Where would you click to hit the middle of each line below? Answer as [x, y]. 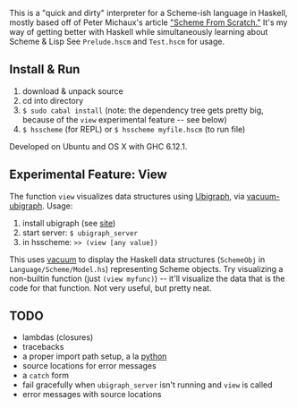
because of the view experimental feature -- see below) [125, 119]
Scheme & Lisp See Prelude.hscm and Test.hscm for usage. [117, 41]
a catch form [46, 376]
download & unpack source [72, 91]
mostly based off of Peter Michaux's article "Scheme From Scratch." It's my [148, 22]
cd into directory [53, 100]
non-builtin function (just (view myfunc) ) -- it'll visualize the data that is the [147, 278]
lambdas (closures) [58, 337]
